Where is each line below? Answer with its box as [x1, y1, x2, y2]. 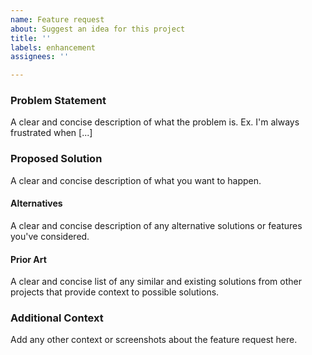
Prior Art [10, 253, 47, 265]
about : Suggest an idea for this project [10, 24, 186, 34]
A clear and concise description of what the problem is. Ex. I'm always [10, 116, 300, 128]
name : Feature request [10, 14, 105, 25]
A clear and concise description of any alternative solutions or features [10, 219, 303, 231]
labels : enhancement [10, 42, 97, 53]
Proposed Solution [10, 152, 103, 166]
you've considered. [10, 230, 90, 242]
